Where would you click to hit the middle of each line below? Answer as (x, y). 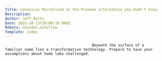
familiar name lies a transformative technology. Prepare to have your (79, 49)
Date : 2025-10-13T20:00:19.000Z (38, 23)
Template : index (21, 32)
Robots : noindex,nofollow (31, 28)
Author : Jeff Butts (25, 18)
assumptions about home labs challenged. (48, 54)
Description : (18, 14)
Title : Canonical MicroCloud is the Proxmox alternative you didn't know (81, 9)
